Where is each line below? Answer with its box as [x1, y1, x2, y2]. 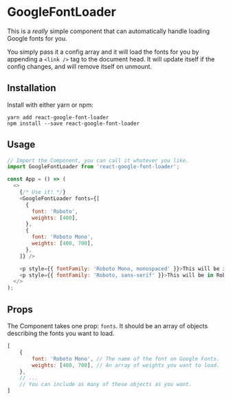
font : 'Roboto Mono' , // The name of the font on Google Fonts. [32, 355, 220, 362]
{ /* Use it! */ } [19, 189, 67, 196]
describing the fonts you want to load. [7, 329, 115, 337]
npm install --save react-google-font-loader [7, 120, 140, 127]
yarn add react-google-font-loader [7, 114, 109, 121]
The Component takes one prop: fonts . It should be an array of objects [7, 322, 208, 330]
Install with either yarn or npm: [7, 101, 94, 109]
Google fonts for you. [7, 34, 67, 42]
